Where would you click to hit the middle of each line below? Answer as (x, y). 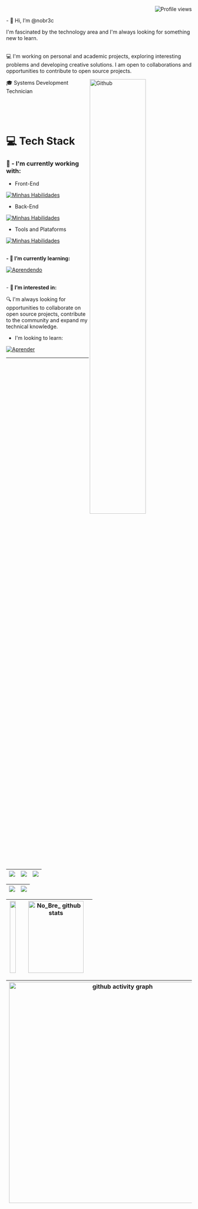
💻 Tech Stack (41, 141)
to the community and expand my (47, 321)
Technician (19, 91)
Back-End (27, 207)
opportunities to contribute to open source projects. (69, 71)
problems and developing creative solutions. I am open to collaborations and (99, 65)
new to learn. (22, 38)
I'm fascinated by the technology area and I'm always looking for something (98, 32)
